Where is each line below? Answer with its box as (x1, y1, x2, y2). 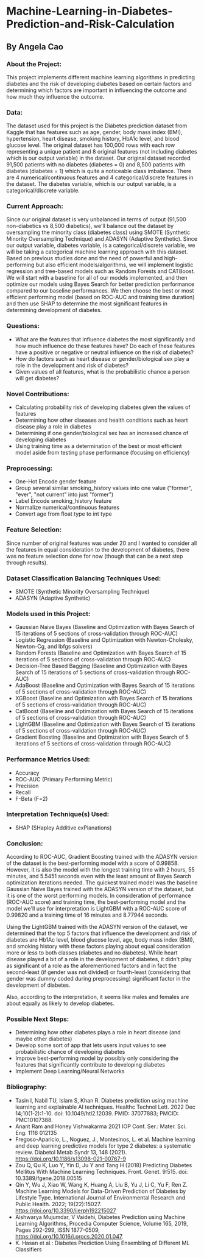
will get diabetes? (15, 374, 60, 382)
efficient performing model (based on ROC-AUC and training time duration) (6, 294, 195, 301)
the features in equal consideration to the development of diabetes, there (6, 545, 190, 553)
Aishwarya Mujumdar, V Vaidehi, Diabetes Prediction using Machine (15, 1213, 186, 1220)
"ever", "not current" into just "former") (15, 491, 114, 498)
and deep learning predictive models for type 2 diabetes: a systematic (15, 1142, 191, 1150)
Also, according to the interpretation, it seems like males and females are (6, 993, 189, 1001)
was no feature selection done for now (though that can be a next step (6, 552, 183, 560)
